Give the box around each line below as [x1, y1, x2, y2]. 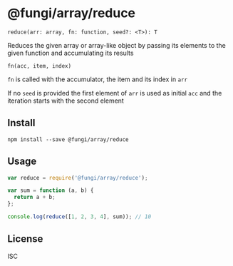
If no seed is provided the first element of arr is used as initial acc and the [7, 88, 222, 97]
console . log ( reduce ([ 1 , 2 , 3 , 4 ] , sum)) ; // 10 [7, 213, 152, 220]
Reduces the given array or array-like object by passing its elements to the [7, 41, 226, 49]
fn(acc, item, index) [7, 62, 72, 69]
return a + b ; [14, 194, 56, 201]
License [7, 233, 43, 245]
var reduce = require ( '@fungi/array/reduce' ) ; [7, 174, 148, 181]
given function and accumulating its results [7, 48, 134, 57]
